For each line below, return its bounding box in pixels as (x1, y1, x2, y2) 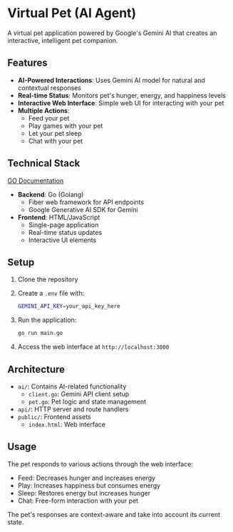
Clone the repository (17, 275, 78, 283)
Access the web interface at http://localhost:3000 (17, 343, 170, 351)
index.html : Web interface (28, 420, 105, 428)
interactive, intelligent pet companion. (7, 36, 118, 44)
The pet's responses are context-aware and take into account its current (7, 510, 221, 518)
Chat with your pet (28, 136, 83, 145)
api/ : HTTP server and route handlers (17, 405, 129, 413)
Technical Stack (7, 157, 81, 169)
